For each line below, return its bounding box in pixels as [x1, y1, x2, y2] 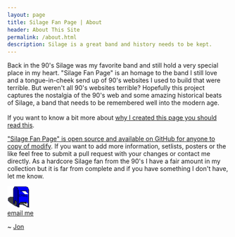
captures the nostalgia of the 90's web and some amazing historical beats [7, 91, 222, 100]
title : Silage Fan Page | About [7, 18, 102, 26]
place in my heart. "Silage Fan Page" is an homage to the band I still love [7, 69, 217, 77]
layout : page [7, 11, 46, 18]
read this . [7, 121, 35, 129]
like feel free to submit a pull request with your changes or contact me [7, 150, 211, 158]
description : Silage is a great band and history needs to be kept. [7, 41, 212, 49]
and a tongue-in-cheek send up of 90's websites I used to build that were [7, 76, 221, 84]
